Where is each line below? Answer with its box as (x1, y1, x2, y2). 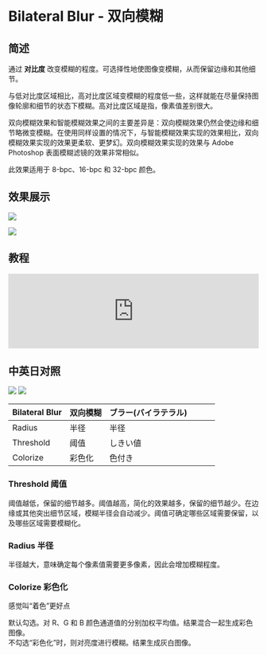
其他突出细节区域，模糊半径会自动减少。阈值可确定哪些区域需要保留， (21, 508, 252, 518)
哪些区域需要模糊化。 (14, 518, 85, 528)
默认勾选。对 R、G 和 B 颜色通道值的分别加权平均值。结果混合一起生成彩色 (8, 618, 253, 628)
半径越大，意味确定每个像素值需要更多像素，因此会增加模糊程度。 (8, 559, 224, 570)
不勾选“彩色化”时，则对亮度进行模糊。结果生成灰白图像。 (8, 638, 196, 648)
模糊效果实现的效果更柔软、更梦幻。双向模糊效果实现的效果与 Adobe (8, 138, 234, 147)
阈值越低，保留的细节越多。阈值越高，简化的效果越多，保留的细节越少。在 (8, 498, 252, 508)
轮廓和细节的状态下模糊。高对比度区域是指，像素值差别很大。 (14, 101, 217, 110)
